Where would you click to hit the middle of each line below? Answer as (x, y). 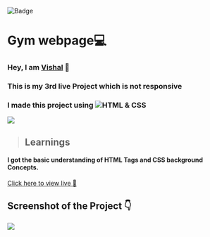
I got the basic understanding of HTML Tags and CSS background (105, 160)
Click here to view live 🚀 (42, 183)
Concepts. (23, 167)
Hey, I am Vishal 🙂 (39, 68)
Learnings (47, 142)
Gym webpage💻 (57, 40)
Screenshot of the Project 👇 (69, 206)
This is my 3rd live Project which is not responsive (95, 87)
